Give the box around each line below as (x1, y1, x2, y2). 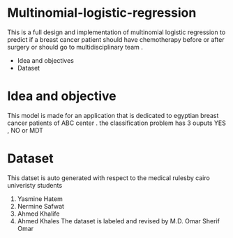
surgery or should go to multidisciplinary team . (7, 43, 143, 51)
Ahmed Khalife (17, 209, 60, 218)
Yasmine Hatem (17, 194, 63, 203)
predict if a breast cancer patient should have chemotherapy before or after (7, 35, 225, 43)
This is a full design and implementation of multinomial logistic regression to (7, 28, 226, 36)
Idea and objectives (17, 56, 75, 64)
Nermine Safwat (17, 202, 65, 210)
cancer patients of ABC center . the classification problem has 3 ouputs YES (7, 119, 227, 127)
